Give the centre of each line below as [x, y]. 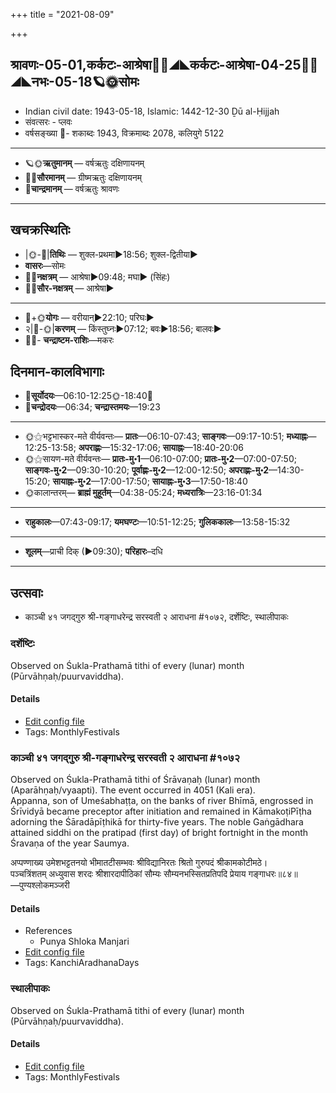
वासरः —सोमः [45, 265]
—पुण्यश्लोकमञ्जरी [40, 885]
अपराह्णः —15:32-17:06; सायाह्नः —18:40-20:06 [161, 448]
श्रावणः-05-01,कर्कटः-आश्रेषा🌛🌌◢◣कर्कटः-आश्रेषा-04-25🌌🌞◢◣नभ [164, 65]
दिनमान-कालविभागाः [57, 372]
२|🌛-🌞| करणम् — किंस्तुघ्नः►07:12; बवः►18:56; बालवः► [123, 328]
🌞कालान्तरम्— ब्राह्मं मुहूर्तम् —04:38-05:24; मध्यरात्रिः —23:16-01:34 [143, 493]
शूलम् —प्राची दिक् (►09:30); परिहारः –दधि [93, 551]
